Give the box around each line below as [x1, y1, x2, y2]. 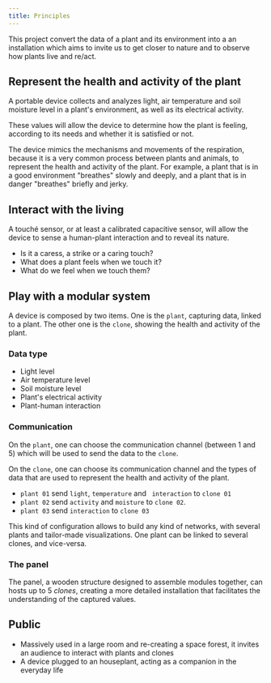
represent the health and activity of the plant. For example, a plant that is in [8, 162, 259, 172]
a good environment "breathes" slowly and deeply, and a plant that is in [8, 171, 247, 181]
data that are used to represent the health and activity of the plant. [8, 472, 230, 482]
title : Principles [8, 11, 70, 20]
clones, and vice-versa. [8, 538, 87, 548]
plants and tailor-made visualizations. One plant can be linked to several [8, 530, 248, 540]
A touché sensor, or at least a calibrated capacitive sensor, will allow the [8, 224, 249, 234]
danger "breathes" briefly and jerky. [8, 179, 129, 189]
